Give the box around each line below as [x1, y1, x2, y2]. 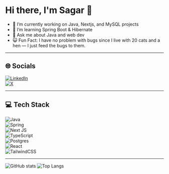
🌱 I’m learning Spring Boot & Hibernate [12, 26, 93, 32]
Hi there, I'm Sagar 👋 [5, 5, 93, 16]
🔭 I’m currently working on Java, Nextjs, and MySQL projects [12, 21, 139, 27]
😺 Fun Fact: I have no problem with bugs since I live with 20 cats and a [12, 37, 160, 43]
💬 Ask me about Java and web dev [12, 32, 84, 38]
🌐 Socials [5, 62, 36, 70]
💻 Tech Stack [5, 101, 50, 109]
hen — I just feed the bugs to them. [12, 42, 86, 48]
